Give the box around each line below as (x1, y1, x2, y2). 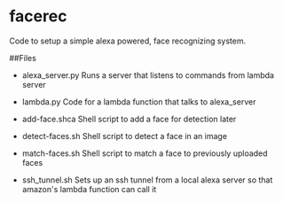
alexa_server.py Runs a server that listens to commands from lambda (21, 69, 275, 81)
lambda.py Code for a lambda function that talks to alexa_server (21, 96, 256, 107)
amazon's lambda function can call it (21, 183, 157, 194)
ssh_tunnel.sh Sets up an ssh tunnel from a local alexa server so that (21, 175, 273, 185)
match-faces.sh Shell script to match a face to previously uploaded (21, 148, 268, 159)
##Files (9, 52, 37, 63)
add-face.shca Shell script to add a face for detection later (21, 113, 237, 124)
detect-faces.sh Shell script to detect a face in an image (21, 130, 228, 141)
